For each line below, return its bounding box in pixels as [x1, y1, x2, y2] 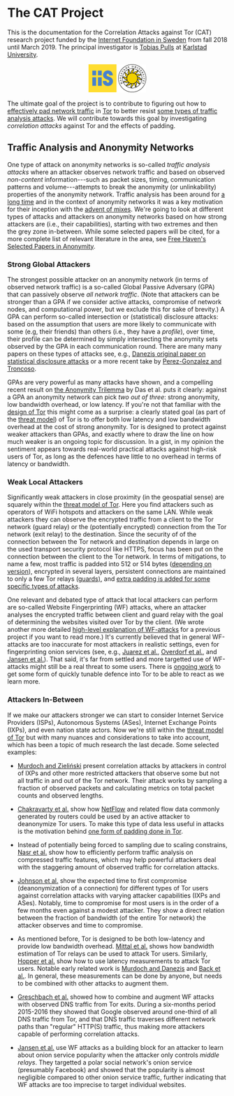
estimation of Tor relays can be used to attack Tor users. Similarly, [17, 949, 208, 958]
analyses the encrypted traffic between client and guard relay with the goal [7, 610, 224, 619]
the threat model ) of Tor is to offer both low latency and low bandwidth [7, 415, 211, 424]
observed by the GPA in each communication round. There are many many [7, 342, 222, 351]
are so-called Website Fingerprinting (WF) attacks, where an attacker [7, 603, 207, 612]
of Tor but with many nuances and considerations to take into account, [7, 733, 211, 742]
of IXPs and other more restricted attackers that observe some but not [17, 769, 220, 777]
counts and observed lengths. [17, 791, 104, 800]
